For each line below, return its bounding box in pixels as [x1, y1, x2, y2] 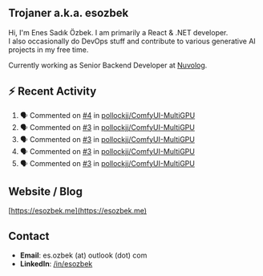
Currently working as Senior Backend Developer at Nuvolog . [8, 60, 208, 70]
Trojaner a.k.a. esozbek [8, 6, 129, 20]
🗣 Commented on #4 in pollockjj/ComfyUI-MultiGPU [19, 110, 196, 120]
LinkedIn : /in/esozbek [19, 259, 93, 269]
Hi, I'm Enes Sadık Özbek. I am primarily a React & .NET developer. [8, 27, 229, 37]
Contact [8, 229, 50, 243]
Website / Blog [8, 185, 83, 199]
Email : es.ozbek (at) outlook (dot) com [19, 250, 148, 260]
